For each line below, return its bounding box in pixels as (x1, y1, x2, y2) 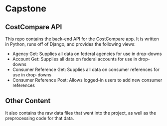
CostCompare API (5, 23, 62, 31)
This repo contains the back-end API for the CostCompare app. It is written (5, 36, 159, 42)
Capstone (5, 3, 46, 14)
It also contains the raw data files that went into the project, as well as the (5, 110, 156, 116)
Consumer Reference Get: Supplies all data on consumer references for (12, 66, 160, 72)
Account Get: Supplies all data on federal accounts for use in (12, 56, 138, 62)
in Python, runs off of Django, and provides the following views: (5, 41, 136, 47)
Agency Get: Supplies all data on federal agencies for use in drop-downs (12, 51, 162, 57)
